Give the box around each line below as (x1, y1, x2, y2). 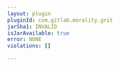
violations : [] (7, 42, 51, 49)
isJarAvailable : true (7, 29, 70, 37)
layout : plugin (7, 10, 51, 17)
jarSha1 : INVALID (7, 23, 58, 30)
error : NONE (7, 36, 42, 43)
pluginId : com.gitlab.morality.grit (7, 17, 113, 24)
